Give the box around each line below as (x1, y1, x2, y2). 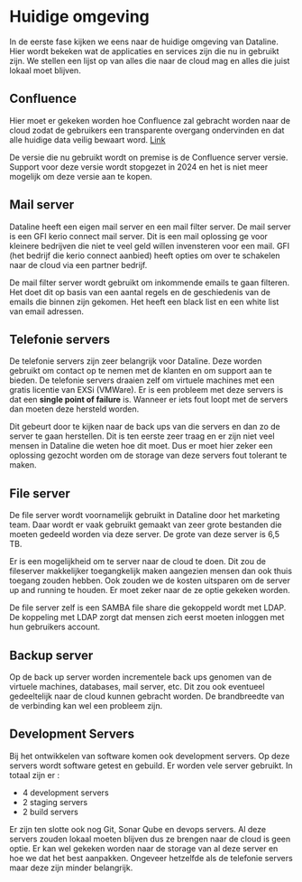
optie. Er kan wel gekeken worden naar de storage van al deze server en (9, 842, 279, 854)
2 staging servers (22, 796, 88, 807)
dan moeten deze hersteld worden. (9, 404, 140, 414)
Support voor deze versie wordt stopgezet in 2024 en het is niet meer (9, 161, 269, 172)
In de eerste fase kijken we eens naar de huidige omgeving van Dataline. (9, 36, 279, 47)
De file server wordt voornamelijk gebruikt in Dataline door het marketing (9, 510, 280, 521)
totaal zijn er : (9, 769, 60, 780)
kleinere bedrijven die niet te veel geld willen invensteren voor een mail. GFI (9, 240, 290, 251)
